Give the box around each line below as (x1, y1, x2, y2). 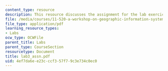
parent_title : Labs (5, 40, 46, 45)
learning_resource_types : (5, 26, 59, 31)
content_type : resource (5, 7, 55, 12)
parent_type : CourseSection (5, 44, 64, 49)
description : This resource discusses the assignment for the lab (5, 12, 146, 17)
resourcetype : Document (5, 49, 55, 54)
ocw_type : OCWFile (5, 35, 43, 40)
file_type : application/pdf (5, 21, 64, 26)
